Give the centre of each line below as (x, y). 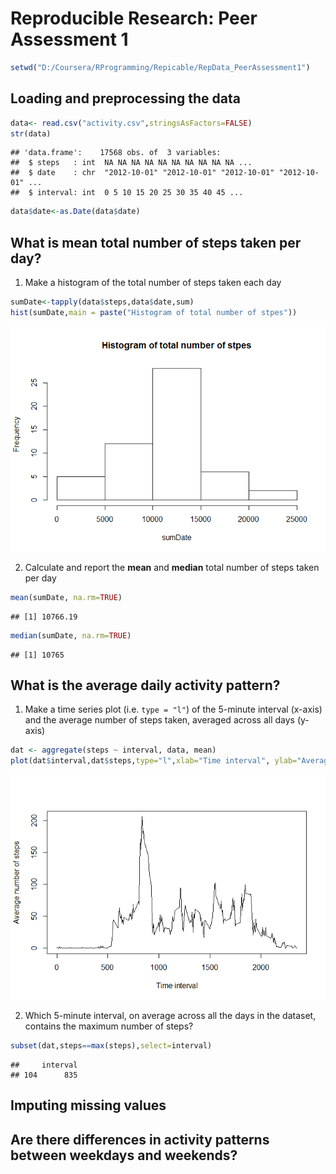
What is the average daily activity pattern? (145, 685)
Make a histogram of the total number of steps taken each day (153, 283)
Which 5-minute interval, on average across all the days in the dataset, (170, 1016)
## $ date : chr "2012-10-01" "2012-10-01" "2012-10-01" (142, 173)
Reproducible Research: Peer (134, 18)
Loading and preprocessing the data (125, 98)
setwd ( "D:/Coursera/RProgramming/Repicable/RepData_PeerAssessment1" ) (160, 67)
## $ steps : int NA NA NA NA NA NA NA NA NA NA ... (131, 163)
